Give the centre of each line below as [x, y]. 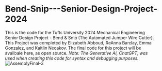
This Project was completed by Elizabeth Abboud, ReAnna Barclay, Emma [78, 43]
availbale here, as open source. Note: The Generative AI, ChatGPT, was [76, 53]
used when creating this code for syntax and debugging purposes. [72, 58]
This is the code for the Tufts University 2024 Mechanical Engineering [75, 32]
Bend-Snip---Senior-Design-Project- [81, 9]
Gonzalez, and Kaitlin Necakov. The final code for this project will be [73, 48]
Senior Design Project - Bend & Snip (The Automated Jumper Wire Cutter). [80, 38]
